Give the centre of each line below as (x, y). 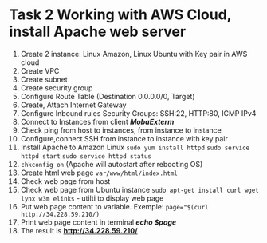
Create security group (57, 88)
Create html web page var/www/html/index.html (99, 173)
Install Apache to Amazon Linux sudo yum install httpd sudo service (135, 147)
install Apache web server (98, 32)
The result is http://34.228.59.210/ (79, 230)
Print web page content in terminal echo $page (98, 222)
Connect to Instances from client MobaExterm (97, 121)
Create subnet (44, 79)
